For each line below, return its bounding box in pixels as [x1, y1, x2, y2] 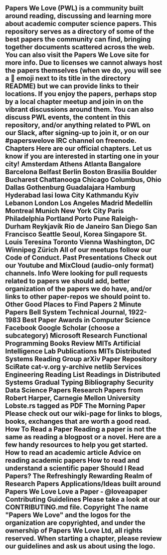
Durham [5, 222, 31, 231]
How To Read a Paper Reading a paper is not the [5, 425, 157, 434]
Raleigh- [111, 215, 139, 223]
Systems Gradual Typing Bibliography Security [5, 378, 154, 387]
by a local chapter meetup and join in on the [5, 97, 144, 106]
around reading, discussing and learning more [5, 12, 152, 20]
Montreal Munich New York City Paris [5, 207, 124, 215]
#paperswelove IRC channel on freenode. [5, 137, 137, 145]
